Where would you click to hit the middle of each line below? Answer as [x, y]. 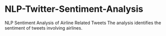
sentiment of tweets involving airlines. [44, 28]
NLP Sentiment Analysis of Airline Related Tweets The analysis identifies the [83, 23]
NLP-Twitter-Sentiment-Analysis [74, 9]
